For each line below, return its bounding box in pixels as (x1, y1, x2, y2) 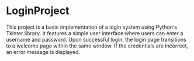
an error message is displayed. (6, 48, 81, 55)
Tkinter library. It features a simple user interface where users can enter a (6, 29, 183, 36)
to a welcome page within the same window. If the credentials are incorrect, (6, 42, 189, 49)
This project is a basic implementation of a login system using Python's (6, 23, 178, 30)
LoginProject (6, 4, 70, 18)
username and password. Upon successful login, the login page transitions (6, 36, 186, 43)
